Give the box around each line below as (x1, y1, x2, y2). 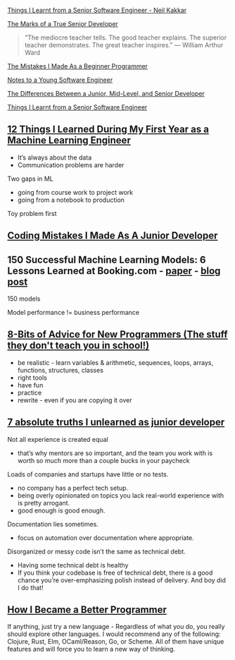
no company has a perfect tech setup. (17, 484, 129, 492)
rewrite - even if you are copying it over (17, 395, 132, 404)
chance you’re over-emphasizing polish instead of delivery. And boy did (17, 575, 227, 584)
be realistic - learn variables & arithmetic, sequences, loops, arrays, (17, 358, 214, 366)
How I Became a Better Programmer (7, 604, 167, 616)
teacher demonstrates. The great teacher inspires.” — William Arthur (24, 41, 224, 49)
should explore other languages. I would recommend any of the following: (7, 630, 221, 638)
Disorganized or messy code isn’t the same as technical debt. (7, 547, 186, 556)
